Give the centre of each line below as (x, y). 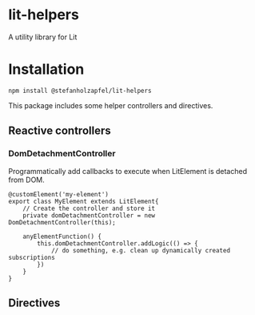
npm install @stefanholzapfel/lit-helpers (80, 91)
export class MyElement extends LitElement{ (84, 201)
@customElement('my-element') (59, 194)
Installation (46, 69)
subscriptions (32, 257)
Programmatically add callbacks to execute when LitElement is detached (128, 171)
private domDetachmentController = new (89, 215)
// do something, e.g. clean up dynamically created (140, 250)
